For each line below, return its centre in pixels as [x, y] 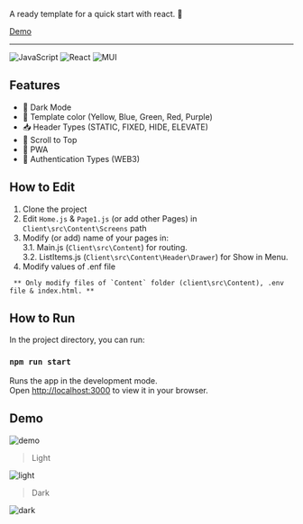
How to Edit [42, 188]
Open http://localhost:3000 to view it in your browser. [109, 390]
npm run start [40, 362]
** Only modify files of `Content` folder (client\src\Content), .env [148, 283]
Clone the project [55, 209]
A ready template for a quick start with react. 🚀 [96, 14]
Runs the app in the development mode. [83, 380]
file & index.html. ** [52, 291]
